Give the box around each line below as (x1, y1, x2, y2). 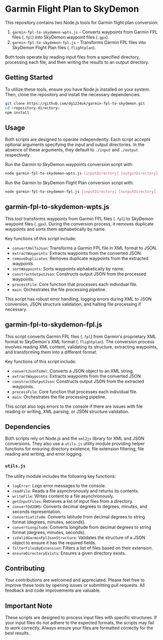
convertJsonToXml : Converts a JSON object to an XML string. (12, 368, 134, 374)
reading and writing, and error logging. (5, 451, 83, 457)
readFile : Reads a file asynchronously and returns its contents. (12, 488, 139, 494)
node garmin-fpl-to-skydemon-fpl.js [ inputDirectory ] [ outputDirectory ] (5, 189, 156, 194)
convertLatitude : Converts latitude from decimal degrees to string (12, 514, 145, 519)
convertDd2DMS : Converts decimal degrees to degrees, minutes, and (12, 503, 147, 509)
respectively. (5, 152, 31, 158)
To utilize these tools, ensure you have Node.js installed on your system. (5, 86, 150, 92)
